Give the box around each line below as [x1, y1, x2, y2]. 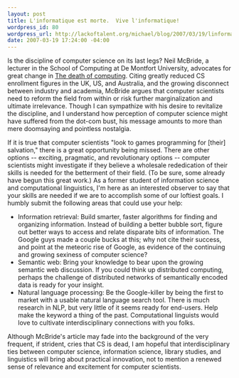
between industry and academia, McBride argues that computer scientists [7, 87, 225, 95]
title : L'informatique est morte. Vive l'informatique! [7, 17, 180, 24]
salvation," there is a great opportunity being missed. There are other [7, 146, 210, 154]
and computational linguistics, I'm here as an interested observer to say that [7, 184, 230, 192]
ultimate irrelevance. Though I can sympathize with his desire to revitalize [7, 102, 223, 110]
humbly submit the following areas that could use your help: [7, 199, 183, 207]
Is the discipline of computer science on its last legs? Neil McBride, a [7, 56, 209, 65]
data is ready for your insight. [17, 280, 105, 289]
